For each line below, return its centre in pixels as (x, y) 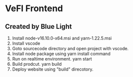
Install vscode (26, 43)
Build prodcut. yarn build (37, 64)
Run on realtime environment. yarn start (52, 59)
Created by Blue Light (38, 27)
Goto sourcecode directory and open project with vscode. (70, 48)
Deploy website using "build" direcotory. (53, 69)
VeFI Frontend (34, 9)
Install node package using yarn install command (61, 54)
